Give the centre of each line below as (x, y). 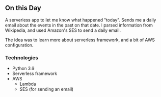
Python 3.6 (23, 69)
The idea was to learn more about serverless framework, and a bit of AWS (80, 40)
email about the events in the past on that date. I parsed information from (79, 25)
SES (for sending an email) (46, 89)
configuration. (19, 45)
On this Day (23, 8)
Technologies (22, 57)
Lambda (28, 84)
